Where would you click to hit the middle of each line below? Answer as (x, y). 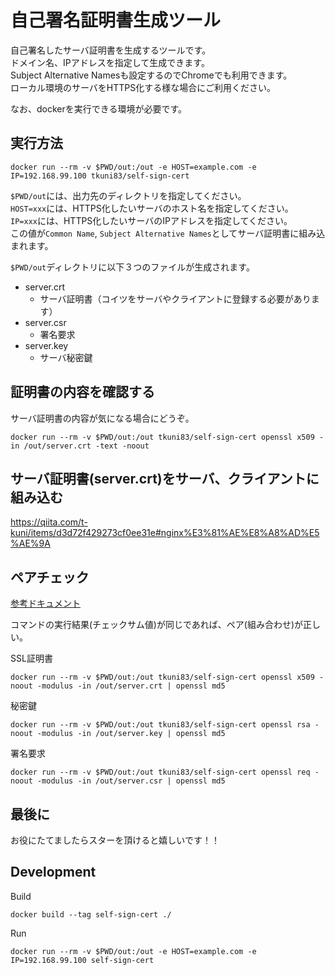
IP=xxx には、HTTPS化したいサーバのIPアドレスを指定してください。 (151, 220)
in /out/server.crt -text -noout (80, 446)
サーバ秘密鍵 (66, 357)
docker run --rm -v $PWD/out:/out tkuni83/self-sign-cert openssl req (160, 772)
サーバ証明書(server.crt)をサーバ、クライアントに (165, 478)
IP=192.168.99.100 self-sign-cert (82, 960)
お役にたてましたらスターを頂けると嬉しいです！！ (115, 840)
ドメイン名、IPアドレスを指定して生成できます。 (110, 62)
